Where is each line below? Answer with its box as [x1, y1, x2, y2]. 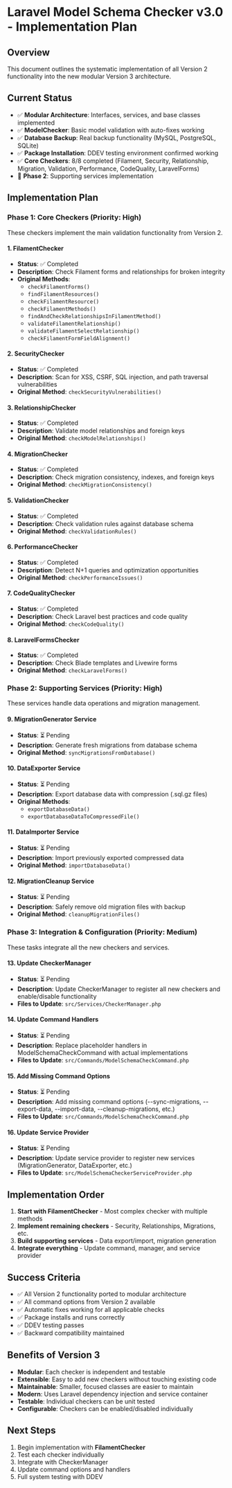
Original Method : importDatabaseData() [17, 861, 131, 870]
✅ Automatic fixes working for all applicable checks [17, 1305, 165, 1313]
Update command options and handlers [17, 1465, 131, 1473]
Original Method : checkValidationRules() [17, 527, 137, 535]
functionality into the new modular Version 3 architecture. [7, 72, 172, 80]
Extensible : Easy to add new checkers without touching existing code [17, 1375, 217, 1383]
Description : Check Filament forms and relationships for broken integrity [17, 268, 225, 276]
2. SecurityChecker [7, 349, 64, 358]
